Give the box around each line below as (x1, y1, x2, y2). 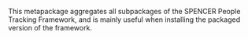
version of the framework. (8, 23, 93, 32)
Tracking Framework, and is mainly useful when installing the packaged (8, 15, 241, 24)
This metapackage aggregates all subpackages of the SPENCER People (8, 7, 241, 16)
